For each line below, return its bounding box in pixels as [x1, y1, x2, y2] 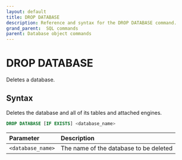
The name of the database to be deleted [60, 144, 173, 152]
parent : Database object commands [6, 31, 92, 37]
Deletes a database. [6, 76, 55, 83]
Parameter [9, 134, 40, 142]
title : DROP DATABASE [6, 14, 60, 20]
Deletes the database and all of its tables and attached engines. [6, 109, 162, 116]
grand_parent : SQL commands [6, 25, 79, 32]
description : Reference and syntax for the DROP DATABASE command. [6, 20, 177, 26]
